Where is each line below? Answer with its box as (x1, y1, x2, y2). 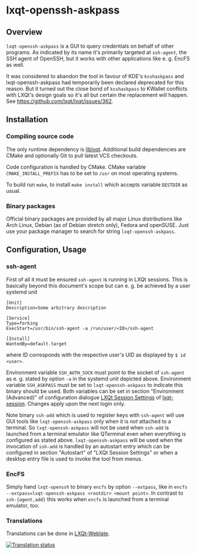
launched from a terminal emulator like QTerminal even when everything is (6, 430, 186, 437)
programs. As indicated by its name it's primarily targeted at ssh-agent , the (6, 49, 187, 56)
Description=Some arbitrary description (6, 305, 107, 311)
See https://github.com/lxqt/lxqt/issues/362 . (6, 98, 113, 105)
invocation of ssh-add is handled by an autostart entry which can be (6, 442, 171, 450)
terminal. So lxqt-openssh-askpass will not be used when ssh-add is (6, 424, 169, 431)
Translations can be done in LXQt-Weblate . (6, 530, 110, 537)
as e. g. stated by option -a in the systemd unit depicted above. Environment (6, 375, 191, 382)
